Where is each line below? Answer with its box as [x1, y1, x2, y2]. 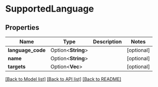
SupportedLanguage [5, 3, 94, 15]
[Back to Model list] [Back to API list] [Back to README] [5, 76, 122, 82]
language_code [8, 47, 46, 54]
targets [8, 63, 26, 70]
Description [93, 38, 122, 45]
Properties [5, 23, 39, 32]
